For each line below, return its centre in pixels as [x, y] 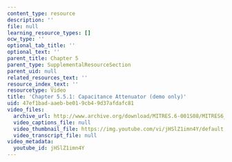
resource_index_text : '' [43, 84]
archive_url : [32, 116]
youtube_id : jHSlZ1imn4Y [49, 148]
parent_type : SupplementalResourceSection [69, 65]
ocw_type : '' [26, 39]
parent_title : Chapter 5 [43, 59]
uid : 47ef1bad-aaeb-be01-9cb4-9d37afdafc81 [71, 103]
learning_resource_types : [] [49, 33]
